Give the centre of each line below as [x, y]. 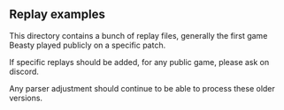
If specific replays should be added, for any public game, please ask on [139, 62]
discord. [24, 71]
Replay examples [58, 15]
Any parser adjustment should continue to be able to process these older [142, 88]
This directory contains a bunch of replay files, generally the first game [138, 35]
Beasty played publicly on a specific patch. [88, 45]
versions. [26, 98]
